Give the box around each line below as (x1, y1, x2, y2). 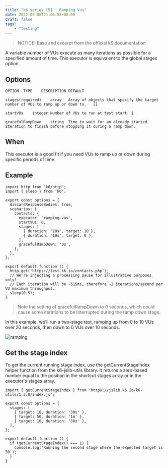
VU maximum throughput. (5, 286, 55, 291)
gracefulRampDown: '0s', (18, 242, 71, 247)
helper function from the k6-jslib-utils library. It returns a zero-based (5, 367, 147, 374)
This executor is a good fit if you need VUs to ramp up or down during (5, 151, 150, 157)
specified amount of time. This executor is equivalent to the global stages (5, 55, 157, 61)
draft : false (5, 17, 33, 22)
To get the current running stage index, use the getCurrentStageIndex (5, 362, 150, 368)
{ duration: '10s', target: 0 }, (23, 233, 94, 238)
